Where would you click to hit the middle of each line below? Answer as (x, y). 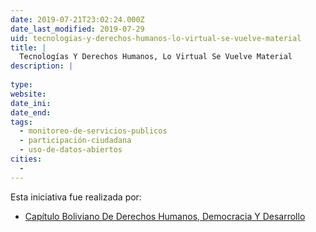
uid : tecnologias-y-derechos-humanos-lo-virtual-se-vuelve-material (156, 38)
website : (28, 94)
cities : (26, 159)
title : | (28, 47)
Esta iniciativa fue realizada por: (76, 197)
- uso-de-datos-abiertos (71, 150)
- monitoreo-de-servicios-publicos (93, 131)
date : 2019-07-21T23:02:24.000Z (77, 19)
